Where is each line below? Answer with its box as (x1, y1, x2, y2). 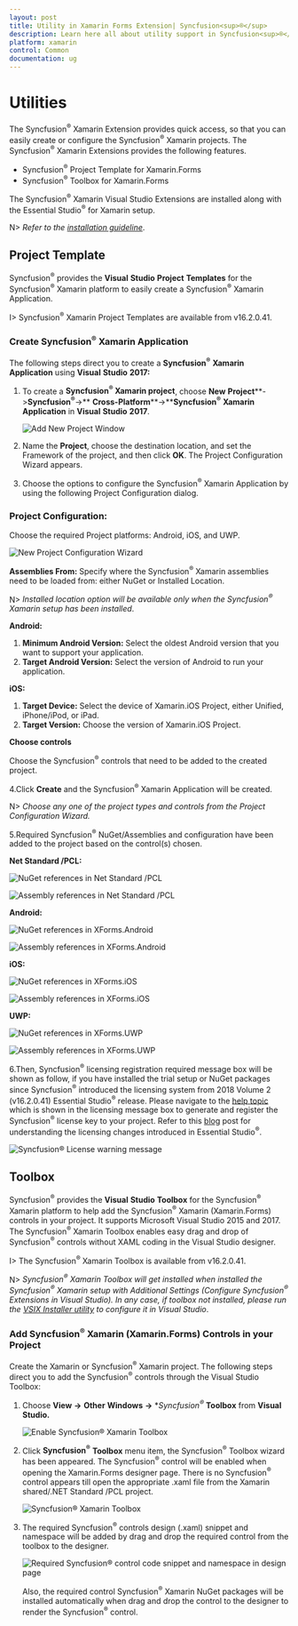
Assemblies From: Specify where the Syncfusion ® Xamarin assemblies (9, 564, 269, 576)
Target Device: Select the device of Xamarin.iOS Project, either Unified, (21, 701, 284, 711)
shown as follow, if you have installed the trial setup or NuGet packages (9, 1073, 271, 1084)
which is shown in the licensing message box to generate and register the (9, 1104, 278, 1116)
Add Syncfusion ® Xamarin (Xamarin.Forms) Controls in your (9, 1326, 273, 1341)
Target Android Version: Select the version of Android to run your (21, 657, 264, 668)
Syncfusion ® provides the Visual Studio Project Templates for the (9, 271, 253, 283)
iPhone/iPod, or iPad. (21, 710, 99, 721)
